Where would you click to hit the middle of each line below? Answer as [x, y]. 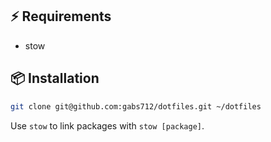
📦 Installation [55, 78]
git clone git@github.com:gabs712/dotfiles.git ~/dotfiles [136, 106]
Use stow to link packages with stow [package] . [107, 125]
